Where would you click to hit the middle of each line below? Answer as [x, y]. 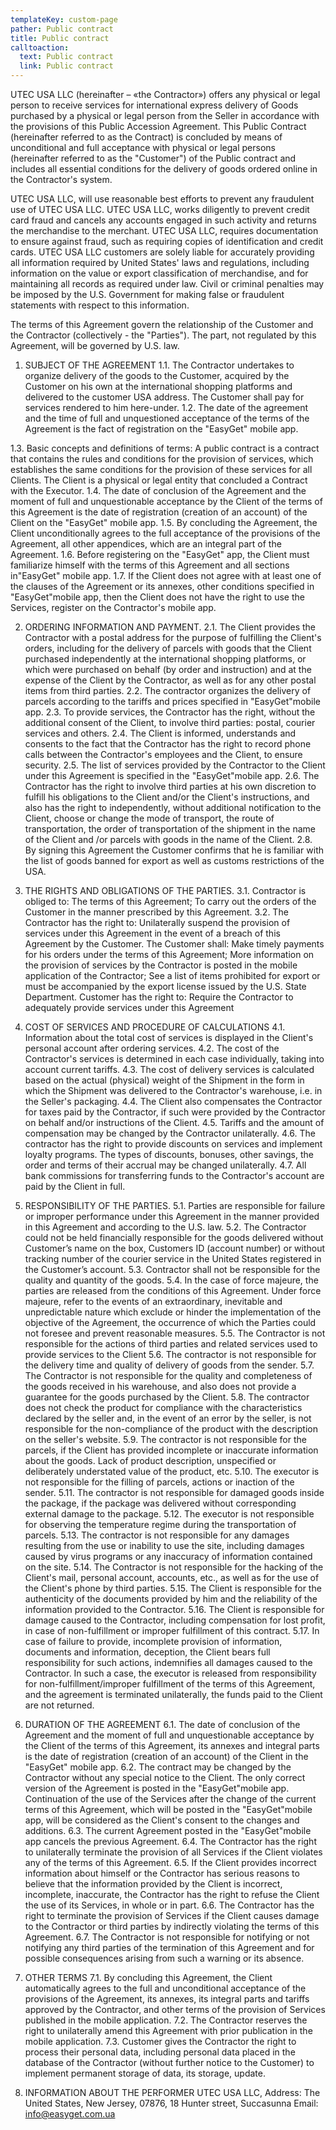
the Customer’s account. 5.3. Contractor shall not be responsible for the [172, 1269]
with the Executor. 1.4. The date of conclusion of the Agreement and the [158, 490]
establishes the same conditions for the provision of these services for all [161, 469]
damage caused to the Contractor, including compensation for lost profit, [175, 1620]
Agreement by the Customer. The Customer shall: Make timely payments [174, 944]
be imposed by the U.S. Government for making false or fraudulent [147, 294]
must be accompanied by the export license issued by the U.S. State [165, 986]
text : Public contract [66, 57]
